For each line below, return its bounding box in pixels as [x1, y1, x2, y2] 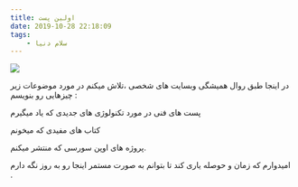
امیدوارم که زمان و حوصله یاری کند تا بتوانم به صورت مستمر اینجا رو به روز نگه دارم [10, 160, 292, 171]
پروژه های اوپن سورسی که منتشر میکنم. [10, 142, 147, 154]
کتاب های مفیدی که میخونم [10, 125, 101, 136]
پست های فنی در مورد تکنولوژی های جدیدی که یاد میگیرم [10, 108, 201, 118]
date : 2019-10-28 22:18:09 [10, 22, 112, 31]
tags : [10, 30, 31, 39]
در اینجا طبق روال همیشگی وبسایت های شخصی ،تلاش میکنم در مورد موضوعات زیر [10, 80, 290, 91]
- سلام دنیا [26, 38, 68, 48]
